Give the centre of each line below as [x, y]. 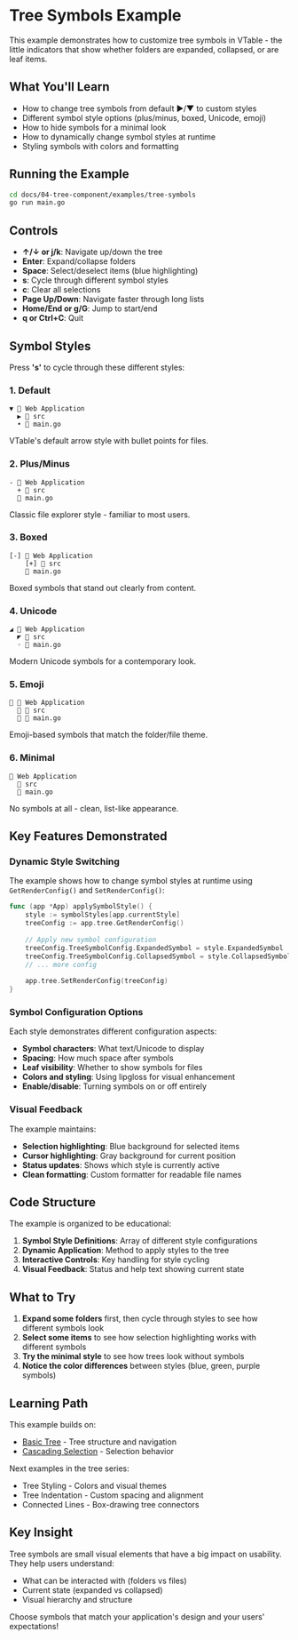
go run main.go [37, 203]
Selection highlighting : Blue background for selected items [131, 1146]
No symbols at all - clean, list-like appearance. [94, 808]
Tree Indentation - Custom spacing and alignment [113, 1495]
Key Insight [41, 1533]
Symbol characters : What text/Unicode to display [113, 1049]
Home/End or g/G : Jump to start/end [90, 308]
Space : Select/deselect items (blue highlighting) [110, 271]
